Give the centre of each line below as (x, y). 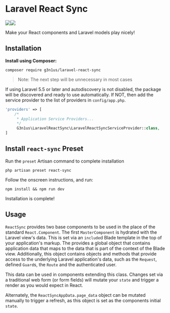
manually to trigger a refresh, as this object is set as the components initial (83, 300)
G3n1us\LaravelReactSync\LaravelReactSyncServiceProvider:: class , (88, 128)
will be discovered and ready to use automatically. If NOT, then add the (79, 95)
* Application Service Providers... (55, 119)
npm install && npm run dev (35, 189)
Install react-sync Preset (44, 149)
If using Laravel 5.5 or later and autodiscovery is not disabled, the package (83, 89)
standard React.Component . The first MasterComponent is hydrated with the (81, 232)
